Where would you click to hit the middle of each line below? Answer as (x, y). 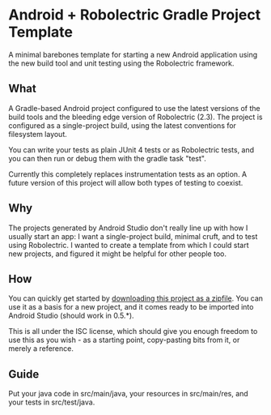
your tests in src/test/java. (52, 402)
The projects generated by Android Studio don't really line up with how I (128, 228)
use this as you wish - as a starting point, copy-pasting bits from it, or (124, 340)
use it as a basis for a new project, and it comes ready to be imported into (131, 307)
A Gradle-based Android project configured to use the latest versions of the (134, 108)
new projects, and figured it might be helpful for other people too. (117, 254)
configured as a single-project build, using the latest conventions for (123, 125)
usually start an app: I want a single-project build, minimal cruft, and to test (133, 236)
